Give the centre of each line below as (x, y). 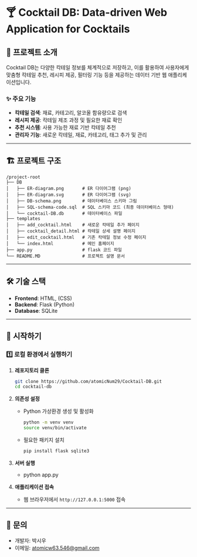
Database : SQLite (36, 311)
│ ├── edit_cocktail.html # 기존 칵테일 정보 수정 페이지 (76, 238)
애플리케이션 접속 (34, 486)
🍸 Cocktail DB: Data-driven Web (87, 13)
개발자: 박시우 (30, 541)
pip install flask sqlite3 (56, 451)
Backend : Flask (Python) (45, 304)
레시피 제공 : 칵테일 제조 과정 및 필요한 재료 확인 (68, 120)
